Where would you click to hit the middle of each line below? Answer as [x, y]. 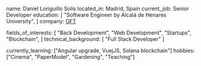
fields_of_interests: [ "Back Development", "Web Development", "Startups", [99, 33]
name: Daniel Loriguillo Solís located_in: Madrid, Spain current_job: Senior [97, 9]
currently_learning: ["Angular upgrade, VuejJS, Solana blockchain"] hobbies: [100, 51]
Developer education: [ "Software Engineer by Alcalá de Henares [86, 15]
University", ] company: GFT [41, 21]
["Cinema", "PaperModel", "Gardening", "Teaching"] [70, 57]
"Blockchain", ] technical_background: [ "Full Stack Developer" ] [85, 39]
